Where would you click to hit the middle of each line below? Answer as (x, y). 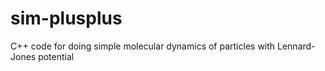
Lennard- (296, 46)
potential (56, 56)
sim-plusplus (66, 18)
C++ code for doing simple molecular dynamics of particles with (143, 46)
